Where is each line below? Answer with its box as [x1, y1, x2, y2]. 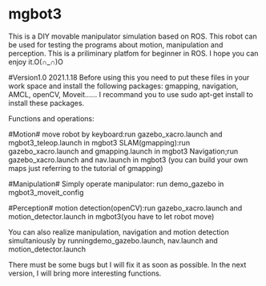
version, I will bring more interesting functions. [8, 268, 162, 278]
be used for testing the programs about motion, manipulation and [8, 39, 224, 49]
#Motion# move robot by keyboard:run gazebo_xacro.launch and [8, 129, 223, 139]
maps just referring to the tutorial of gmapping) [8, 163, 163, 173]
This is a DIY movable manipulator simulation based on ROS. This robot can [8, 31, 258, 41]
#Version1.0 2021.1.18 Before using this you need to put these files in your [8, 72, 250, 82]
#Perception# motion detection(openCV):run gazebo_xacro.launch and [8, 202, 243, 213]
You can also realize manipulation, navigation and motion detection [8, 227, 230, 237]
